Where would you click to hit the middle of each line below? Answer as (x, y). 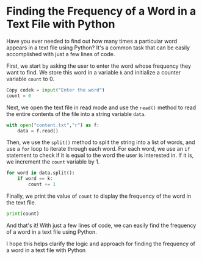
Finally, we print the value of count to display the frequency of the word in (99, 196)
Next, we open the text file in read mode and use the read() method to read (101, 107)
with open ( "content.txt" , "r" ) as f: (53, 125)
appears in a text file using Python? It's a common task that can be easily (98, 48)
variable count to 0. (31, 79)
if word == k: (35, 179)
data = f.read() (38, 131)
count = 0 (19, 96)
